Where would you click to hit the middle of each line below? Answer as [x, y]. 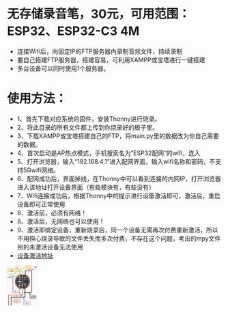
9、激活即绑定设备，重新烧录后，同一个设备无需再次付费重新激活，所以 [117, 230]
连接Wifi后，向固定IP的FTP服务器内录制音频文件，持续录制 [100, 51]
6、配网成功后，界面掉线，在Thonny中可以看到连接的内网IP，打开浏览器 [119, 178]
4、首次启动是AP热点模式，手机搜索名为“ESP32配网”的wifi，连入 [109, 153]
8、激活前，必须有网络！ [52, 213]
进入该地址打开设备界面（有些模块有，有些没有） [86, 187]
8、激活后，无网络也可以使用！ [61, 221]
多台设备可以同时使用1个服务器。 [63, 68]
